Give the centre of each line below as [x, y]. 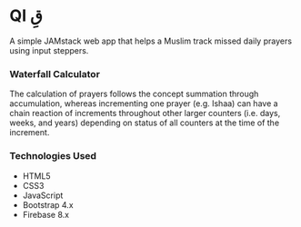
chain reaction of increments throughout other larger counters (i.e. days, [145, 113]
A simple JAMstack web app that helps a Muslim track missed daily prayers [151, 41]
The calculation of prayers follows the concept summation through [134, 94]
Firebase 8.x [46, 214]
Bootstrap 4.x [48, 204]
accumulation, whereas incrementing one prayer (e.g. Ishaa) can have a [144, 104]
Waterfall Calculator [55, 74]
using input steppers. [49, 50]
